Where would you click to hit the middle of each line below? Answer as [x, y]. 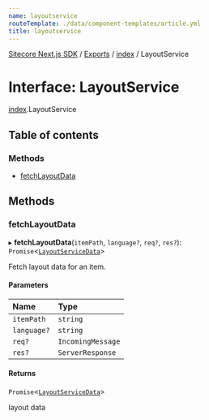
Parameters [28, 285]
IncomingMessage [89, 341]
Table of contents [53, 135]
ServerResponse [87, 353]
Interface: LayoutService [94, 87]
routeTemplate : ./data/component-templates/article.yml [104, 24]
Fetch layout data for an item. [57, 266]
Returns [22, 374]
